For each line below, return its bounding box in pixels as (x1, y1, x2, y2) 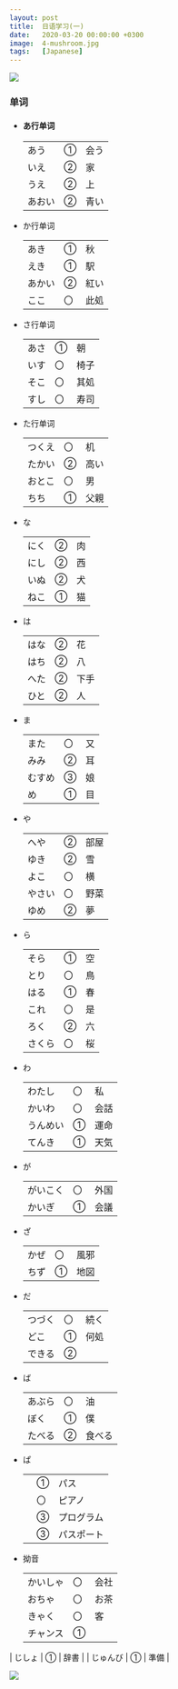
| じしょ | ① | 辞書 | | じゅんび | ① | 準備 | (9, 1652, 170, 1664)
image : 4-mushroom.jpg (9, 38, 100, 48)
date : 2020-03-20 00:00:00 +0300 (9, 30, 144, 39)
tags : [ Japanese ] (9, 47, 84, 56)
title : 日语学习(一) (9, 22, 84, 31)
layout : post (9, 13, 59, 23)
